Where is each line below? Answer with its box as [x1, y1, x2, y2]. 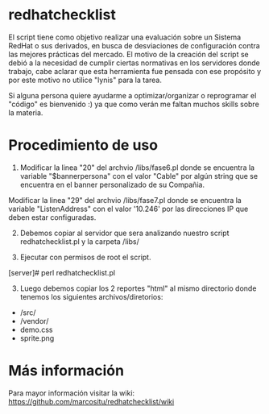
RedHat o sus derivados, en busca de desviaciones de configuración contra [8, 40, 260, 50]
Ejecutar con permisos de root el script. [19, 252, 151, 262]
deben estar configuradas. [8, 212, 97, 222]
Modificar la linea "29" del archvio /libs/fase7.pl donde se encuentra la [8, 195, 242, 205]
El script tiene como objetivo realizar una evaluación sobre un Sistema [8, 32, 242, 42]
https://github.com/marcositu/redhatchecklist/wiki [8, 396, 175, 406]
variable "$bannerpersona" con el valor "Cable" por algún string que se [19, 171, 259, 180]
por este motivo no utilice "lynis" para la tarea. [8, 75, 163, 85]
